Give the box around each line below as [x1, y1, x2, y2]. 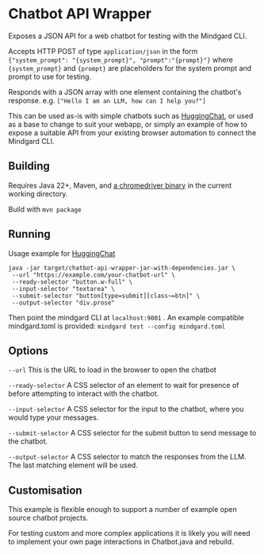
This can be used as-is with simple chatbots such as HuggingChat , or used [8, 110, 254, 120]
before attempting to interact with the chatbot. [8, 389, 159, 398]
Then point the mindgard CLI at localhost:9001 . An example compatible [8, 312, 244, 322]
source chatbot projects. [8, 513, 89, 523]
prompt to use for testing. [8, 72, 92, 81]
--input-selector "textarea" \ [11, 285, 115, 292]
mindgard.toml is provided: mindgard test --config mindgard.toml [8, 321, 226, 331]
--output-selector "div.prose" [11, 299, 115, 307]
